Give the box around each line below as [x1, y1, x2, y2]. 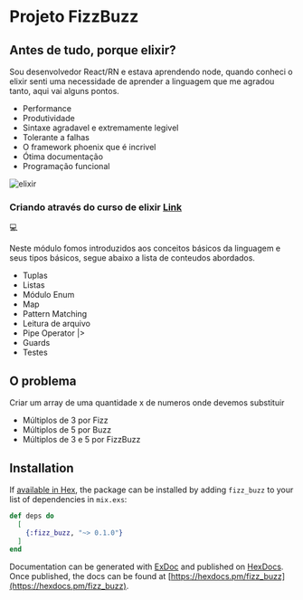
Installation [9, 460, 74, 476]
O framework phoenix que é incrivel [22, 142, 156, 152]
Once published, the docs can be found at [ [9, 571, 172, 582]
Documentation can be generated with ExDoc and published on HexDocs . [9, 561, 284, 572]
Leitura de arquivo [22, 319, 90, 329]
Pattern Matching [22, 309, 88, 319]
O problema [9, 373, 77, 388]
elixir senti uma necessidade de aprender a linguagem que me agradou [9, 76, 275, 87]
